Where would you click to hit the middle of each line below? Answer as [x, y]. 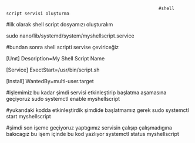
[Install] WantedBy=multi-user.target [50, 81]
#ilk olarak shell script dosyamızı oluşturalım [60, 24]
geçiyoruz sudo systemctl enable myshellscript [63, 99]
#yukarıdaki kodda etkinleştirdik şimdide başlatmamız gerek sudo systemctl [97, 110]
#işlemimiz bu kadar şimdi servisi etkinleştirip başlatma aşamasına [86, 93]
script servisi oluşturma [38, 13]
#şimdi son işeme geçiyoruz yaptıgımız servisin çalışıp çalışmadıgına [89, 128]
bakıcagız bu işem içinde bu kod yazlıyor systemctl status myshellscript [93, 134]
